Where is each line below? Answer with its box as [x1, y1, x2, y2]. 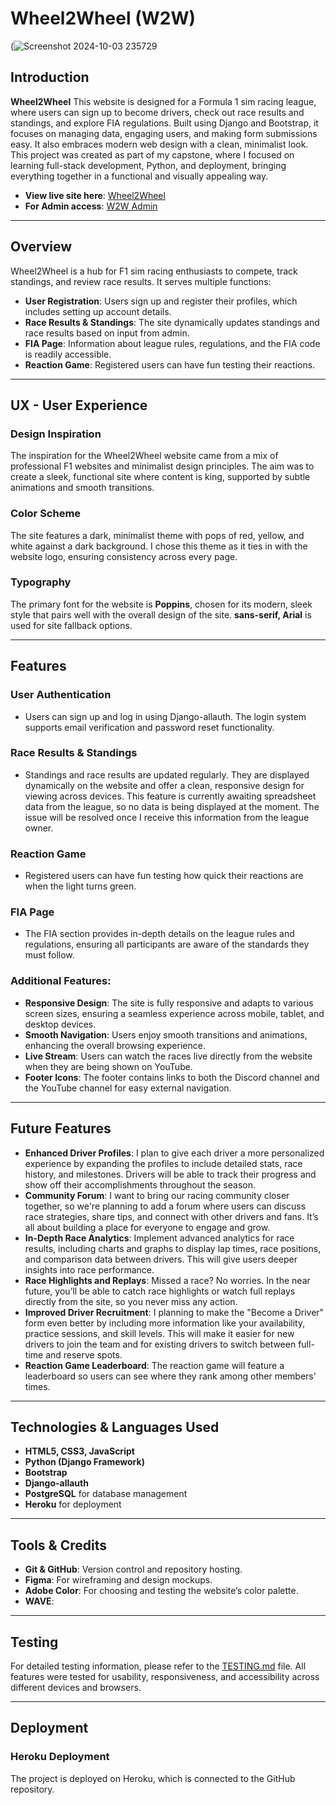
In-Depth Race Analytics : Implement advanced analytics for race [24, 1232, 295, 1244]
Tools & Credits [10, 1537, 107, 1554]
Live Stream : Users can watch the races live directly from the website [24, 1050, 313, 1062]
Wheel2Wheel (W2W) [10, 7, 196, 30]
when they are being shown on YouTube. [24, 1060, 193, 1072]
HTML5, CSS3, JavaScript [24, 1445, 135, 1457]
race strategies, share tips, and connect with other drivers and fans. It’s [24, 1210, 319, 1222]
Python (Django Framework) [24, 1456, 145, 1468]
